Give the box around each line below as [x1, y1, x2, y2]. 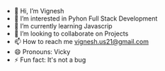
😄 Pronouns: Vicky [13, 48, 71, 56]
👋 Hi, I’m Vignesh [13, 7, 64, 15]
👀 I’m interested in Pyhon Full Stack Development [13, 14, 158, 23]
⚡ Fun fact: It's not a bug [13, 55, 86, 64]
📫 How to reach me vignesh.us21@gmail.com [13, 38, 149, 45]
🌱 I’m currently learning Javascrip [13, 22, 113, 30]
